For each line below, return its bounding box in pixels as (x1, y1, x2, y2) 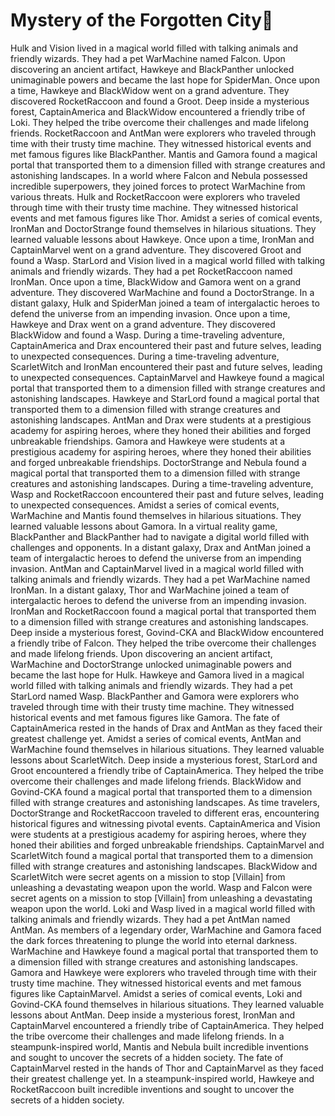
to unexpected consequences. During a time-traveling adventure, (10, 350, 280, 362)
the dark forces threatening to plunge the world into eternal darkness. (10, 934, 298, 946)
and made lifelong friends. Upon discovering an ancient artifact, (10, 647, 273, 659)
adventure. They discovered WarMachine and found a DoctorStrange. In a (10, 286, 315, 298)
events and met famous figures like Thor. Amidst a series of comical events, (10, 212, 323, 224)
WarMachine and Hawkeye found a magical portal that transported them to (10, 945, 319, 957)
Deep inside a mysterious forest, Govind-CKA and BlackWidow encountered (10, 626, 324, 638)
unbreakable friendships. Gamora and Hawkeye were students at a (10, 435, 286, 447)
